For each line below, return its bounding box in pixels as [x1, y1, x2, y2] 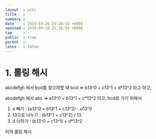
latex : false [5, 44, 39, 49]
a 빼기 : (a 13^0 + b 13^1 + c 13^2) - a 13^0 [12, 105, 92, 112]
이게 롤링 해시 [5, 129, 32, 135]
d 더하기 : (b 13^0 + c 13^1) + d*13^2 [12, 118, 83, 124]
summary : [5, 16, 26, 21]
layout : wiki [5, 7, 37, 12]
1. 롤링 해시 [5, 67, 48, 78]
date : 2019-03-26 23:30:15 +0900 [5, 21, 83, 26]
